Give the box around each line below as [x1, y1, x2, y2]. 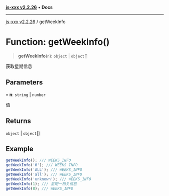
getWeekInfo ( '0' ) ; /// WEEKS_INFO [6, 163, 78, 168]
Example [6, 144, 34, 153]
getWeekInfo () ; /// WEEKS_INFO [6, 158, 71, 163]
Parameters [6, 78, 43, 87]
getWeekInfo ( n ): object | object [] [18, 53, 88, 59]
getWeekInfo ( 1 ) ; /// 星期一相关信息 [6, 181, 77, 186]
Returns [6, 117, 32, 125]
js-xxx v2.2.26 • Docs [6, 5, 53, 10]
